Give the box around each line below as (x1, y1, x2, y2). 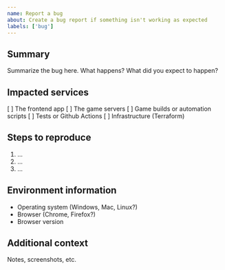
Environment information (7, 185, 117, 196)
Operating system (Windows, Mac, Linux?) (17, 203, 138, 211)
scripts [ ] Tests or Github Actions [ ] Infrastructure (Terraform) (7, 112, 185, 120)
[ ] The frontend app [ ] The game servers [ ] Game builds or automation (7, 104, 212, 113)
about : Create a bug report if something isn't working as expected (7, 16, 208, 23)
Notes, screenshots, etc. (7, 256, 77, 264)
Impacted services (7, 87, 89, 98)
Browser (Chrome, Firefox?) (17, 210, 96, 218)
